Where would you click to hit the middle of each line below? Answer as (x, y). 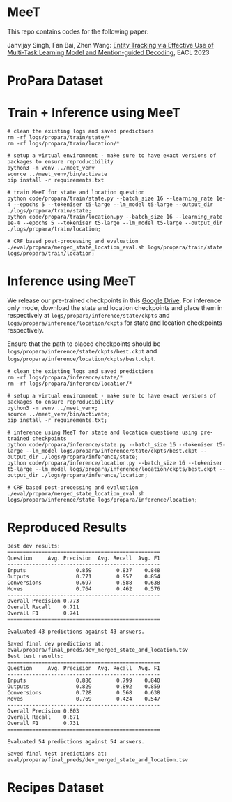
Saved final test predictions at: (57, 754)
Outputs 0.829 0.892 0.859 (84, 686)
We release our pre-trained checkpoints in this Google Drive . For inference (114, 300)
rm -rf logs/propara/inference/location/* (70, 384)
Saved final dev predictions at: (56, 643)
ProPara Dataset (55, 81)
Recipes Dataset (56, 788)
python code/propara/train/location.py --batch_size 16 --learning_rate (115, 217)
